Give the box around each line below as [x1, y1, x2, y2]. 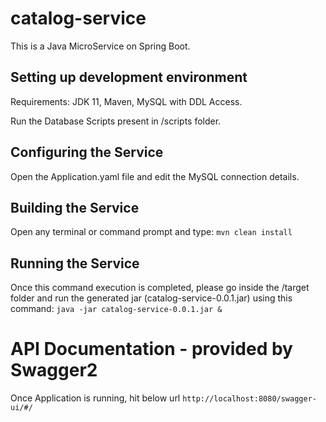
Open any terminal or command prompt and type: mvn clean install [10, 226, 293, 238]
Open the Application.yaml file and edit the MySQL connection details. [10, 170, 300, 182]
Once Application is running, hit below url [10, 392, 181, 404]
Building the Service [10, 199, 140, 216]
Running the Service [10, 255, 140, 272]
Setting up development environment [10, 69, 248, 86]
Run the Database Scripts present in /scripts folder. [10, 115, 222, 127]
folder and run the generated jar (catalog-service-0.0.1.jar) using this [10, 292, 293, 304]
